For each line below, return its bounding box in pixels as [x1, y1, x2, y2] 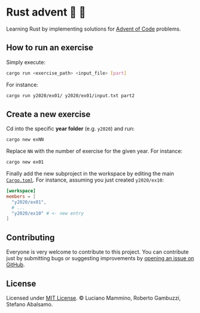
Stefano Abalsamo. [6, 300, 53, 308]
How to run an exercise [6, 43, 94, 53]
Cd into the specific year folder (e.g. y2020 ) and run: [6, 125, 135, 133]
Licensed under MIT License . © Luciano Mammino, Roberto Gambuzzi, [6, 294, 181, 302]
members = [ [6, 193, 36, 200]
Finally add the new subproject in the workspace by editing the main [6, 170, 174, 177]
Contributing [6, 232, 55, 242]
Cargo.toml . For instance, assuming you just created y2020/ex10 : [6, 176, 164, 183]
